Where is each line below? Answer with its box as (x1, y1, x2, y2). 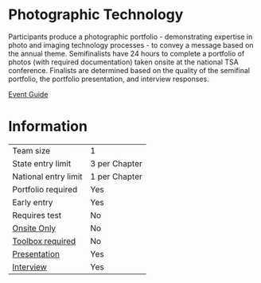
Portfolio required (12, 184, 78, 195)
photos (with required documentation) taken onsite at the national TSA (8, 57, 239, 67)
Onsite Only (12, 223, 56, 234)
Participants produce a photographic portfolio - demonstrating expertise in (8, 32, 253, 41)
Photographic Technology (8, 6, 184, 24)
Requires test (12, 209, 62, 220)
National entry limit (12, 171, 83, 182)
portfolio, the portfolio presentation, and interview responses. (8, 74, 209, 83)
